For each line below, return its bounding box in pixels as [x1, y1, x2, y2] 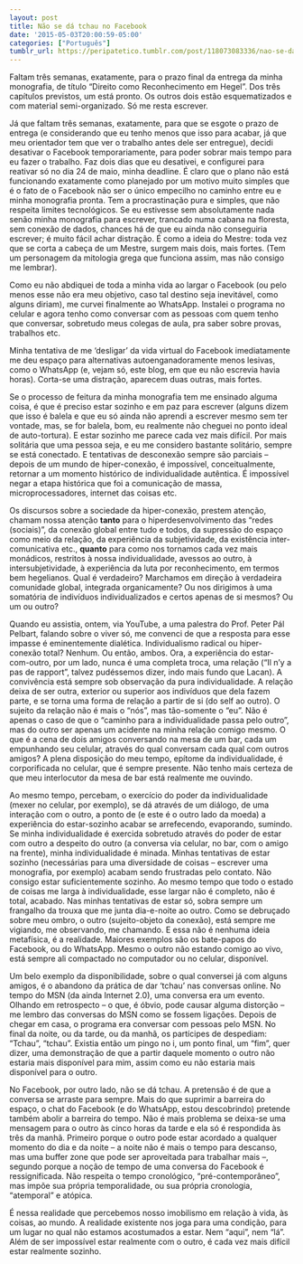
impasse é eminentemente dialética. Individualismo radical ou [9, 638, 238, 649]
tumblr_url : [9, 47, 54, 56]
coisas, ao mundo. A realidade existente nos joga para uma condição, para [9, 1217, 287, 1228]
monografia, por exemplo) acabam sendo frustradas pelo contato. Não [9, 867, 272, 878]
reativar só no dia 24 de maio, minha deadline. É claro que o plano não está [9, 166, 289, 177]
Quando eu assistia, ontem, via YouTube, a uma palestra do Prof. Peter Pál [9, 618, 285, 629]
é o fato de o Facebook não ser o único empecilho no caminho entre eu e [9, 185, 282, 196]
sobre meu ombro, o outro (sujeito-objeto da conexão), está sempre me [9, 915, 276, 926]
